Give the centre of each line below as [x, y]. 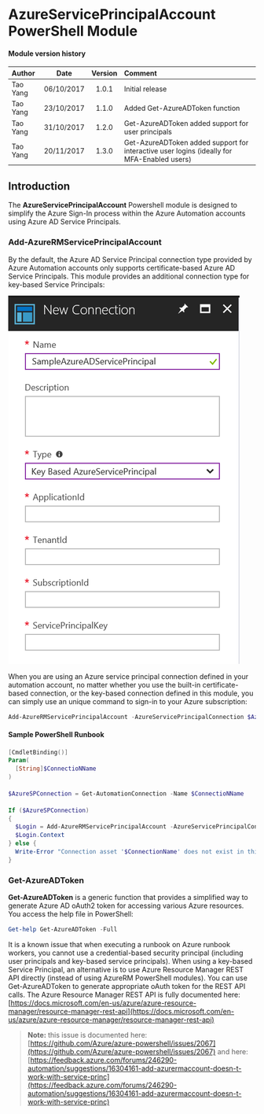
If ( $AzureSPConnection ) [49, 810]
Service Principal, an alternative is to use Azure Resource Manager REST [126, 970]
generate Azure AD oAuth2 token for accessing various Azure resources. [126, 906]
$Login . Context [40, 835]
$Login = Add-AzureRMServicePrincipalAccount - [95, 827]
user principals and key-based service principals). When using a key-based [130, 961]
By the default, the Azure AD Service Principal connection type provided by [130, 259]
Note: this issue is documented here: [87, 1035]
